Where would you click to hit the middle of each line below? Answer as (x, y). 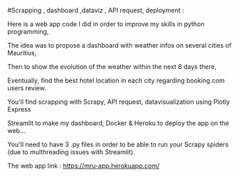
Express (19, 109)
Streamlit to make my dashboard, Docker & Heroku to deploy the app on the (118, 123)
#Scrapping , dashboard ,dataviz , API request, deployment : (96, 10)
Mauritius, (22, 53)
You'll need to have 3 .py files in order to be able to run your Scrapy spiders (118, 144)
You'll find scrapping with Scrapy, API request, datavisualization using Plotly (118, 102)
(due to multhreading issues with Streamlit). (71, 152)
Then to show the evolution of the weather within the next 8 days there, (112, 66)
